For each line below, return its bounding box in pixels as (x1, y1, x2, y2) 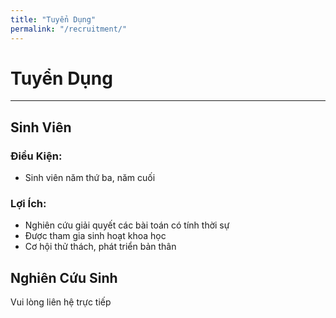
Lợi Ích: (10, 197, 47, 211)
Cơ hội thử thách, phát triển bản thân (24, 241, 177, 253)
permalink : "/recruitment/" (10, 24, 128, 34)
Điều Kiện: (10, 149, 63, 163)
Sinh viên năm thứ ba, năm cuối (24, 172, 156, 184)
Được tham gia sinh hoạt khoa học (24, 230, 167, 242)
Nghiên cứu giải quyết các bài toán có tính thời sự (24, 219, 230, 231)
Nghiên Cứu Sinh (10, 269, 118, 286)
